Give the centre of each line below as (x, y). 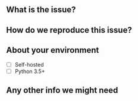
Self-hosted (29, 64)
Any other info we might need (62, 91)
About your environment (53, 50)
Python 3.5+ (30, 71)
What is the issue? (41, 10)
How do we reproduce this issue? (69, 30)
